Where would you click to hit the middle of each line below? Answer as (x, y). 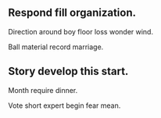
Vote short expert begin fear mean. (64, 105)
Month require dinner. (43, 90)
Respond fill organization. (72, 13)
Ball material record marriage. (56, 47)
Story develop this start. (68, 72)
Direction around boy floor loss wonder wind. (81, 31)
